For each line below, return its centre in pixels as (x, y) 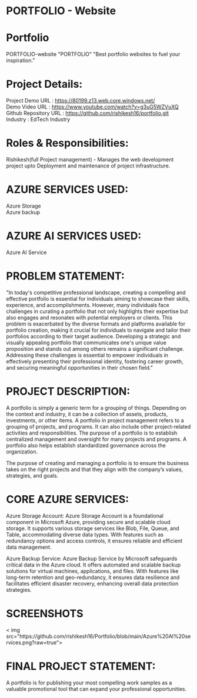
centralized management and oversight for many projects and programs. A (96, 439)
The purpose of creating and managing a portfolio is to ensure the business (98, 463)
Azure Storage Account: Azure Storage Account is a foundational (85, 516)
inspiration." (21, 61)
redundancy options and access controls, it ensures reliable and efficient (94, 541)
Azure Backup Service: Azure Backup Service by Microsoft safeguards (92, 558)
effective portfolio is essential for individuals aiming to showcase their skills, (98, 298)
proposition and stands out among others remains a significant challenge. (95, 348)
